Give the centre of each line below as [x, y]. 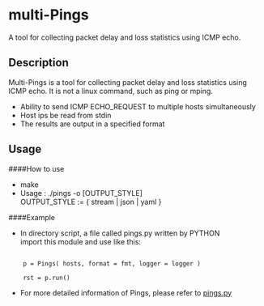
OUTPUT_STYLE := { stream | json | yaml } [91, 202]
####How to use [36, 168]
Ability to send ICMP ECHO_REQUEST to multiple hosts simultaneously [138, 106]
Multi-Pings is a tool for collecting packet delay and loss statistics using [128, 82]
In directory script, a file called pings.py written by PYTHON [120, 233]
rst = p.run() [47, 278]
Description [38, 63]
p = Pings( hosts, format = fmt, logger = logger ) [112, 263]
